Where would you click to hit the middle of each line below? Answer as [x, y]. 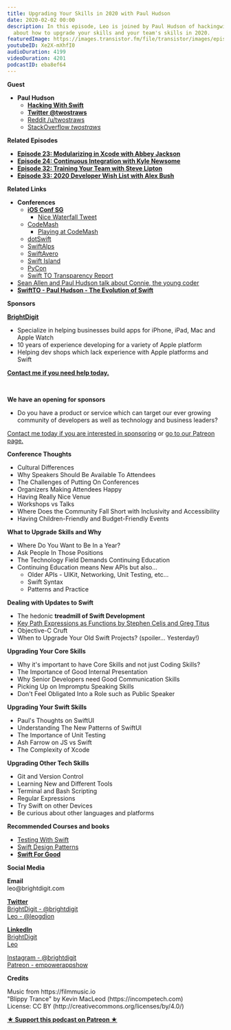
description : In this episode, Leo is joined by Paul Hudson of [101, 26]
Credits [18, 978]
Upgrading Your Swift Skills [47, 707]
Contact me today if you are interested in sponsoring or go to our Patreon [111, 433]
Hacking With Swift [55, 105]
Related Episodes [33, 140]
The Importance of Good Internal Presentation [82, 671]
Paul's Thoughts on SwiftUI [56, 720]
